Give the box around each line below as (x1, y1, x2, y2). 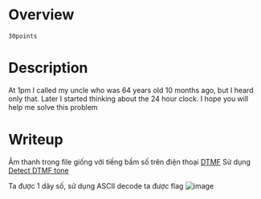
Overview (8, 6, 75, 24)
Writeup (8, 131, 63, 149)
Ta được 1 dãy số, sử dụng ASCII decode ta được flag (8, 181, 184, 190)
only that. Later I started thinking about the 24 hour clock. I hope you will (8, 94, 249, 104)
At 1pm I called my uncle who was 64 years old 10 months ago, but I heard (8, 85, 254, 95)
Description (8, 59, 88, 77)
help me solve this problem (8, 102, 98, 112)
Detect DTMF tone (8, 165, 70, 175)
